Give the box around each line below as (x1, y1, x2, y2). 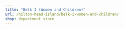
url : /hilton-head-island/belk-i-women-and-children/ (5, 12, 120, 17)
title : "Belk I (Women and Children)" (5, 7, 86, 12)
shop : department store (5, 16, 55, 21)
